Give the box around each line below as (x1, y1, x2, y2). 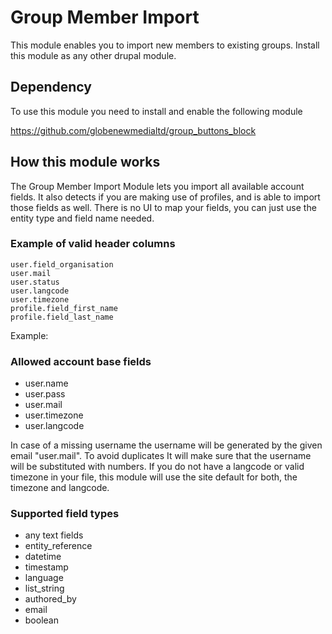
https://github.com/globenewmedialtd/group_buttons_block (10, 124, 257, 136)
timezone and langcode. (10, 482, 110, 494)
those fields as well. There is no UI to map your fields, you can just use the (10, 201, 317, 213)
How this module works (10, 154, 161, 171)
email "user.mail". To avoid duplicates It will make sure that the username (10, 450, 312, 462)
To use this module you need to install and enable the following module (10, 105, 303, 117)
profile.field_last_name (10, 312, 114, 322)
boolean (24, 614, 59, 626)
